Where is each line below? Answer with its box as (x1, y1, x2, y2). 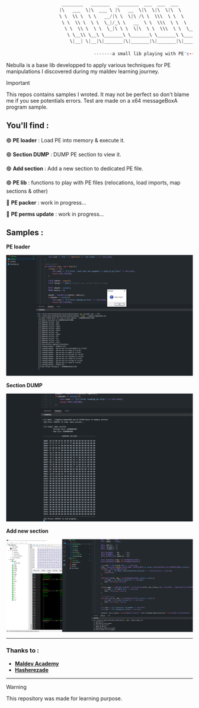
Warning (6, 683, 27, 690)
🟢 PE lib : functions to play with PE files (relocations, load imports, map (6, 178, 181, 186)
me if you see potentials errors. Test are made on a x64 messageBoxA (6, 97, 178, 104)
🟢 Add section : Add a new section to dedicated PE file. (6, 165, 143, 172)
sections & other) (6, 187, 49, 194)
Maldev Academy (14, 660, 59, 667)
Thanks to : (6, 646, 40, 655)
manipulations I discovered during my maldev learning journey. (6, 68, 160, 75)
